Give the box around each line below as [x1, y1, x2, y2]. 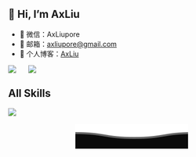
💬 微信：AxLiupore [19, 29, 80, 39]
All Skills [8, 87, 51, 100]
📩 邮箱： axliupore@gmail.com [19, 39, 118, 48]
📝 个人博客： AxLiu [19, 48, 79, 59]
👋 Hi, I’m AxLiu [8, 8, 80, 21]
